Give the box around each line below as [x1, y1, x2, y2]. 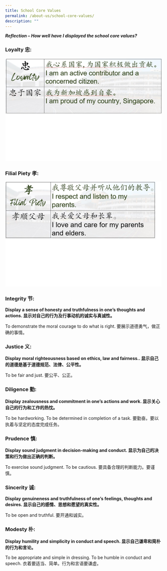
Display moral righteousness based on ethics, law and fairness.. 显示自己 [5, 356, 159, 362]
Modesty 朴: [5, 526, 36, 533]
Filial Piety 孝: [5, 170, 39, 177]
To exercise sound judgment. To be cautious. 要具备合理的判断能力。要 [5, 464, 151, 470]
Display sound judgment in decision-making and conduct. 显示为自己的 [5, 447, 155, 453]
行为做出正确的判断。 [13, 454, 58, 460]
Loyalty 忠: [5, 46, 32, 53]
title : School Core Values [5, 8, 61, 13]
